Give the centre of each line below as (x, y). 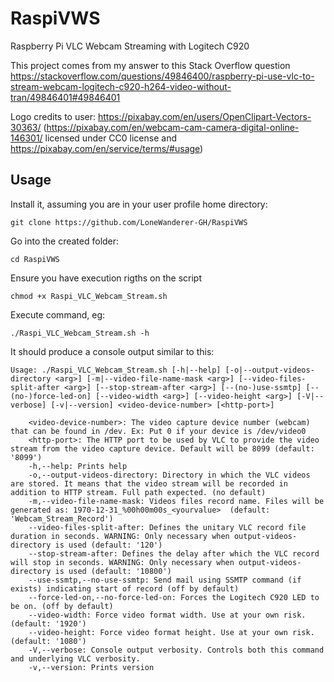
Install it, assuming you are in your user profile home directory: (139, 204)
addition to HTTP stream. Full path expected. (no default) (138, 492)
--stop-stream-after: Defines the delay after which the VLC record (174, 553)
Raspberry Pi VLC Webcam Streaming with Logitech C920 (130, 46)
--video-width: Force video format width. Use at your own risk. (167, 615)
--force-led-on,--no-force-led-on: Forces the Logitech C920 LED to (174, 597)
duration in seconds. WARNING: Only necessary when (120, 536)
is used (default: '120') (108, 545)
